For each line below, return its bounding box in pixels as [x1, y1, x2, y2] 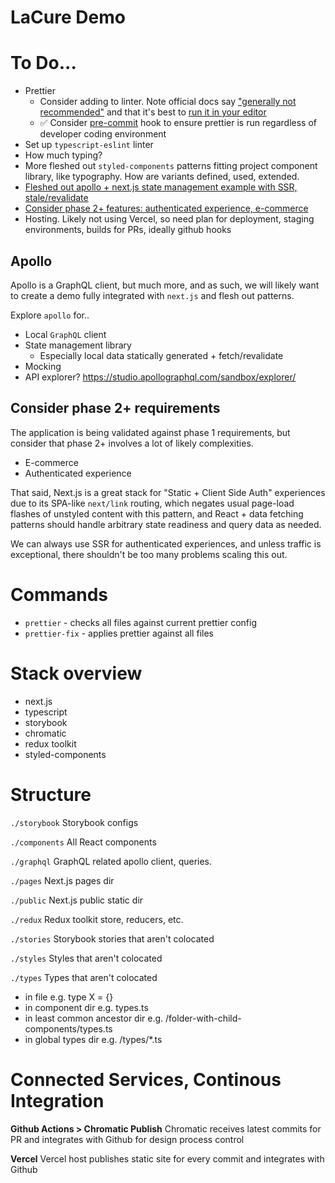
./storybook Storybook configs [10, 816, 139, 828]
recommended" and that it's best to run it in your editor [39, 106, 267, 118]
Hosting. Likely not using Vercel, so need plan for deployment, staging [24, 213, 315, 225]
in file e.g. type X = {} [24, 991, 114, 1003]
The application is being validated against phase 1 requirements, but [10, 426, 291, 438]
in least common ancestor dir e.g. [24, 1012, 164, 1024]
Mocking [24, 360, 62, 372]
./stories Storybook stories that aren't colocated [10, 932, 215, 945]
